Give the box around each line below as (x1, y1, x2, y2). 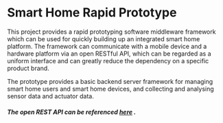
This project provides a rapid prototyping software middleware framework (7, 27, 216, 36)
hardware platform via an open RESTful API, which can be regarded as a (7, 49, 211, 58)
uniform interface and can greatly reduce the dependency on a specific (7, 56, 209, 65)
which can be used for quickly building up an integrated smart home (7, 34, 200, 43)
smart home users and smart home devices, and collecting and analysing (7, 85, 214, 93)
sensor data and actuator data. (7, 91, 94, 100)
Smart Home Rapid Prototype (7, 5, 177, 21)
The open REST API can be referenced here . (7, 108, 137, 116)
